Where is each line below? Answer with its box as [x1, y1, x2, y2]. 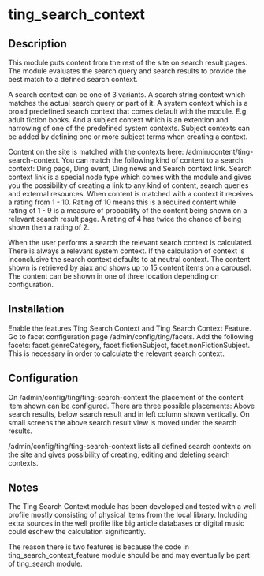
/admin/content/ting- [185, 148, 254, 156]
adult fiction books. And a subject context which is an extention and [8, 115, 229, 124]
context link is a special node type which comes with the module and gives [8, 172, 251, 181]
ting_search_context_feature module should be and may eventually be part [8, 551, 251, 560]
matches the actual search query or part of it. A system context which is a [8, 99, 248, 107]
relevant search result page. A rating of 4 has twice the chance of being [8, 215, 242, 223]
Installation [8, 302, 65, 316]
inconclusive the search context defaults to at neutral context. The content [8, 255, 251, 264]
